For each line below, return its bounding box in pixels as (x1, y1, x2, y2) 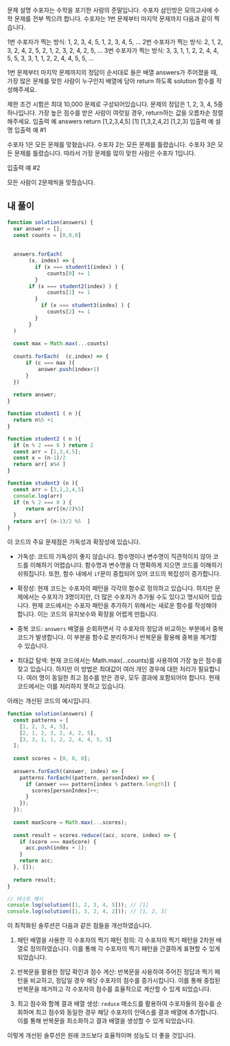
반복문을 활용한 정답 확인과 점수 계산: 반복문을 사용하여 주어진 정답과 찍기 (16, 968, 214, 976)
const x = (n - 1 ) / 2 (13, 454, 67, 462)
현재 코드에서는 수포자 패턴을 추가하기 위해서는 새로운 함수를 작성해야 (32, 601, 218, 610)
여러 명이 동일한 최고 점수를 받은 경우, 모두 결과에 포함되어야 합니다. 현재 (26, 674, 220, 682)
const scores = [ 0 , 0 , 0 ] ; (13, 755, 91, 762)
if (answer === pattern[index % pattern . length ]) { (25, 781, 176, 788)
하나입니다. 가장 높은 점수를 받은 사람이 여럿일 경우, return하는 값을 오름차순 (7, 109, 211, 117)
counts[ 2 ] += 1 (47, 309, 91, 315)
